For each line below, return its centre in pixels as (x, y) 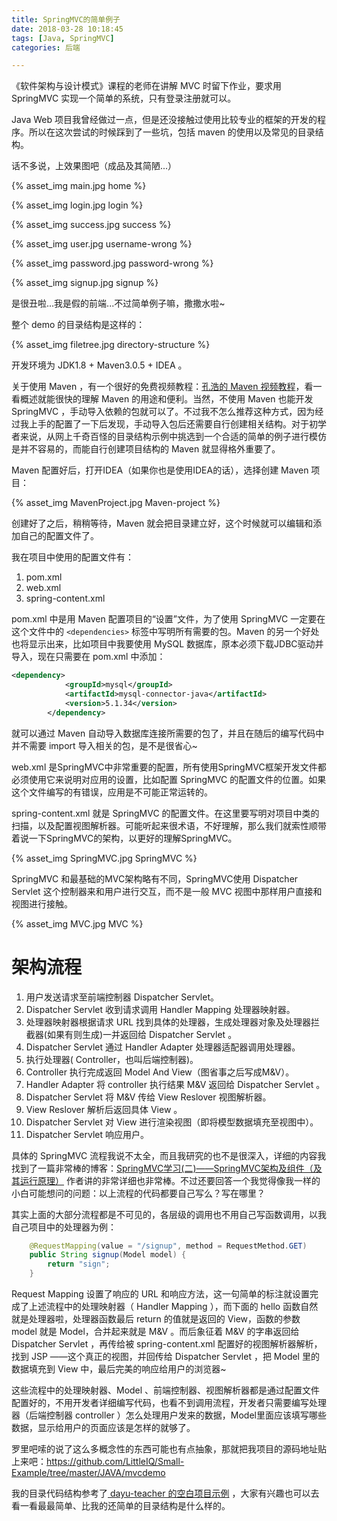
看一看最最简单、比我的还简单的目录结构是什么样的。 (121, 1506)
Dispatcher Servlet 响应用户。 (87, 1134)
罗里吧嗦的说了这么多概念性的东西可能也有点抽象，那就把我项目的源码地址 (164, 1449)
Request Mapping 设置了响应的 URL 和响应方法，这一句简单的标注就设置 (160, 1294)
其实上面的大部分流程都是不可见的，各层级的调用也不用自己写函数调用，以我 (169, 1214)
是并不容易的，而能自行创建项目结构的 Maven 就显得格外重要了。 (146, 449)
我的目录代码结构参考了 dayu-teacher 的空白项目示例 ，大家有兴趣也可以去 (165, 1493)
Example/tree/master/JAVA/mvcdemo (88, 1473)
